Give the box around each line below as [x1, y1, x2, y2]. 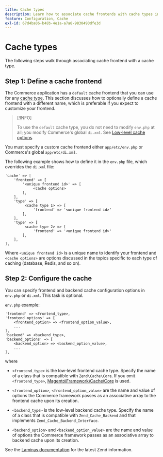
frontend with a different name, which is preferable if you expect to [5, 100, 139, 106]
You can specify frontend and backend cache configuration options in [5, 287, 145, 293]
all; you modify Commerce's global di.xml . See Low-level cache [16, 129, 146, 135]
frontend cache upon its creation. [12, 398, 79, 403]
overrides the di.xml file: [5, 164, 55, 169]
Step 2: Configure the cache [5, 274, 92, 283]
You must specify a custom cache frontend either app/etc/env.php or [5, 144, 143, 150]
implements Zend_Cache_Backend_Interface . [12, 417, 99, 423]
